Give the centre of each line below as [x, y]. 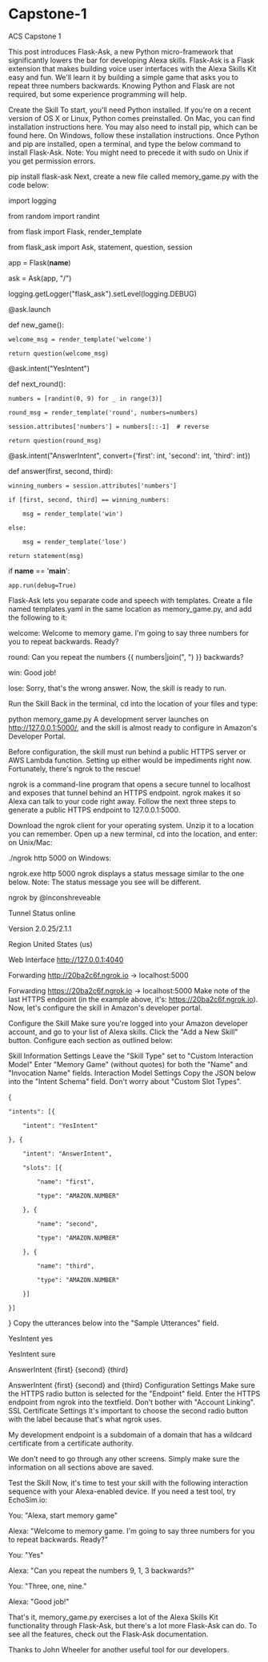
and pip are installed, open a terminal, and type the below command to [125, 144]
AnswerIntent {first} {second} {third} [68, 1369]
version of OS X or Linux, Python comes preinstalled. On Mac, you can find [132, 118]
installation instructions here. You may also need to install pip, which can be [133, 127]
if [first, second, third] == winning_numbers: [89, 499]
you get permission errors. [52, 160]
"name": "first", [66, 1182]
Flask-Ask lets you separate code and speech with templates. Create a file [131, 600]
